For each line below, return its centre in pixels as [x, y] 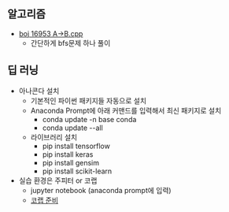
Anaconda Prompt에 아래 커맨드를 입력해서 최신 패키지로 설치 [126, 110]
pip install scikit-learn [77, 171]
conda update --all [72, 128]
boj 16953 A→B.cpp [51, 33]
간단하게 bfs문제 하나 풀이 [70, 43]
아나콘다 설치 [39, 91]
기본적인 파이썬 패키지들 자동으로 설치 [89, 100]
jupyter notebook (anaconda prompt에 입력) [101, 190]
